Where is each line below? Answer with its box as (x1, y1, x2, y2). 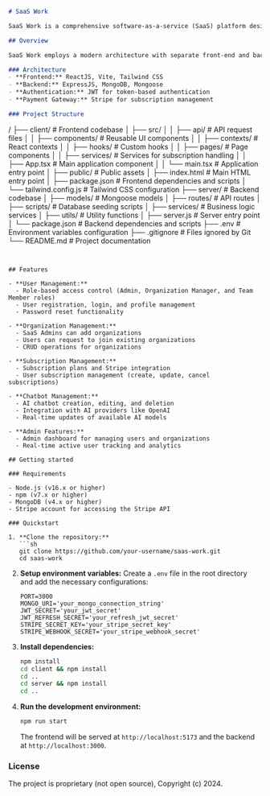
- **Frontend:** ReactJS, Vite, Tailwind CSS (8, 73, 163, 81)
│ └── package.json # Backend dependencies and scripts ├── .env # (8, 218, 241, 229)
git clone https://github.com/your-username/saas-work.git (18, 547, 221, 555)
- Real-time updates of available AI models (15, 413, 167, 422)
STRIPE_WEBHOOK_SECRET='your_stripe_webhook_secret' (19, 628, 201, 636)
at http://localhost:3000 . (19, 740, 107, 750)
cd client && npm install (19, 665, 107, 673)
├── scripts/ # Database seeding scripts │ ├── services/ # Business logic (8, 201, 256, 211)
